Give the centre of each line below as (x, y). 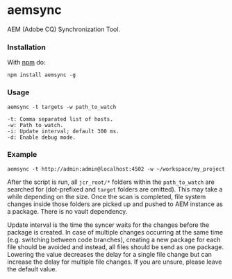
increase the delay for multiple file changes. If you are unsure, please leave (115, 262)
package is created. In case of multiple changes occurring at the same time (115, 232)
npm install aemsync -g (42, 75)
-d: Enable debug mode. (42, 137)
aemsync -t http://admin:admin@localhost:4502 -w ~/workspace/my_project (116, 169)
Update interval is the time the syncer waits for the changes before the (108, 225)
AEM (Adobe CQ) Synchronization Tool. (64, 29)
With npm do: (27, 62)
